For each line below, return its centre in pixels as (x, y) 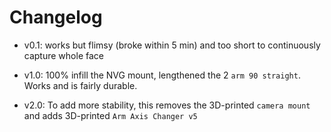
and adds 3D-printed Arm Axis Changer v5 (110, 115)
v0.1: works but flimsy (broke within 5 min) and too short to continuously (172, 45)
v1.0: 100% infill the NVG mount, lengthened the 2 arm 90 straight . (162, 75)
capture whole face (63, 55)
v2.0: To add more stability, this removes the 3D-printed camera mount (167, 105)
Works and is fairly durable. (80, 85)
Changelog (56, 17)
